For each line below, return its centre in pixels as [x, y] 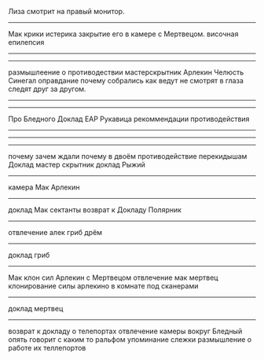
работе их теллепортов [47, 348]
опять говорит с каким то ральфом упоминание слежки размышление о [130, 340]
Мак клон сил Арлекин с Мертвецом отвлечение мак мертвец [113, 277]
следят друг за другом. [47, 89]
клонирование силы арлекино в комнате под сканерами [103, 286]
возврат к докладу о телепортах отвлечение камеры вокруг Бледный [125, 331]
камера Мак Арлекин [44, 187]
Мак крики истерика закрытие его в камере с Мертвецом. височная [123, 34]
